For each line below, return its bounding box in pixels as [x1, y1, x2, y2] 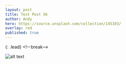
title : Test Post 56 [5, 12, 48, 17]
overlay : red [5, 26, 32, 31]
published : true [5, 30, 39, 35]
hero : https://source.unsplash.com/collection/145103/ [5, 21, 122, 26]
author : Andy [5, 16, 32, 21]
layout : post [5, 7, 32, 12]
